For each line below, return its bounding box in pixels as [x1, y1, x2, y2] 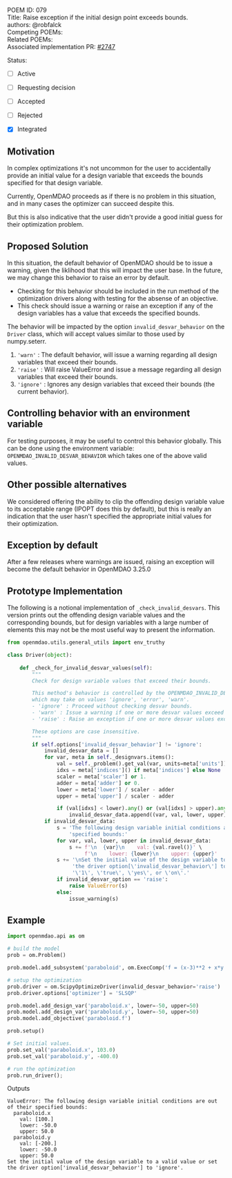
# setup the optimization [7, 976, 81, 983]
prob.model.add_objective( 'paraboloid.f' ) [7, 1015, 131, 1022]
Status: [7, 56, 28, 64]
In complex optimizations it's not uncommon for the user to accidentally [7, 164, 211, 173]
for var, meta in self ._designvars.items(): [43, 754, 175, 761]
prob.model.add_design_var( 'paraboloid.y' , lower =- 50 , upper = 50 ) [7, 1008, 199, 1016]
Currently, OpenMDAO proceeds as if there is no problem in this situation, [7, 192, 216, 200]
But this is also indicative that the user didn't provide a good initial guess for [7, 213, 223, 221]
